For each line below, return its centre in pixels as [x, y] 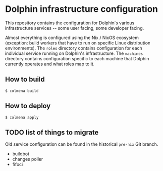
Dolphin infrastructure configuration [81, 9]
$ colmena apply [22, 117]
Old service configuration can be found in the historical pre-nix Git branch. [82, 144]
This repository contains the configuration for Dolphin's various [70, 23]
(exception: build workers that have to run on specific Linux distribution [78, 43]
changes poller [27, 159]
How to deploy [28, 106]
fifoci [18, 165]
